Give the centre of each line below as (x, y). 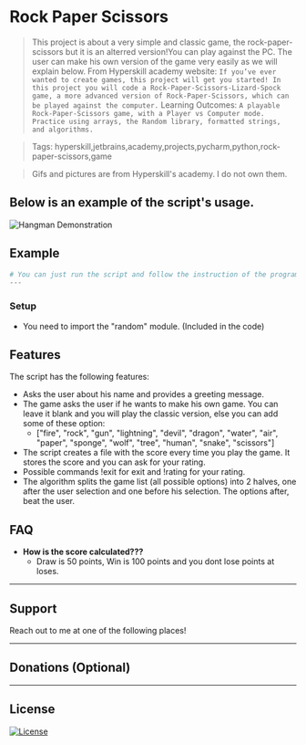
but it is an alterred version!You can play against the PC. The (179, 51)
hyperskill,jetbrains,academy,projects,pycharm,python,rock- (167, 146)
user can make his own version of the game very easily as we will (154, 61)
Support (33, 609)
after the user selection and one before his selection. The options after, (156, 491)
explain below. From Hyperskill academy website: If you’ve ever (154, 71)
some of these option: (64, 424)
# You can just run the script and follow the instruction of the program (154, 274)
